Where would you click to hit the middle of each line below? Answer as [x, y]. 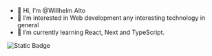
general [28, 25]
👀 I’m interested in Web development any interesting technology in [111, 18]
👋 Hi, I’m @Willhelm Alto [51, 11]
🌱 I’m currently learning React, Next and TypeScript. [91, 32]
